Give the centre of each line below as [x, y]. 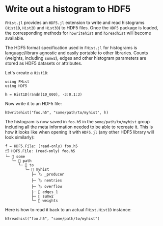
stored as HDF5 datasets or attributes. [44, 63]
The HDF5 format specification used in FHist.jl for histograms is [71, 47]
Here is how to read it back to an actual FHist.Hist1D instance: [68, 209]
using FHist [17, 82]
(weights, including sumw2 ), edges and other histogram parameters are [76, 58]
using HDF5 [16, 86]
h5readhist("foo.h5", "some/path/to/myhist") [52, 219]
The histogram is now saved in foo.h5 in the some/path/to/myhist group [77, 121]
